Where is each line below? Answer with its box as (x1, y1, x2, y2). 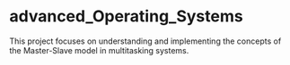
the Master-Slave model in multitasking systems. (9, 45, 189, 55)
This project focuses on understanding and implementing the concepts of (9, 36, 282, 46)
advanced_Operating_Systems (9, 6, 244, 27)
